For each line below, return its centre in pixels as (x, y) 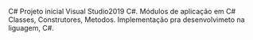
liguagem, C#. (31, 28)
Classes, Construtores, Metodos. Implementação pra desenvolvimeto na (127, 20)
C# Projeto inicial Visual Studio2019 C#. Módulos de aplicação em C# (122, 11)
